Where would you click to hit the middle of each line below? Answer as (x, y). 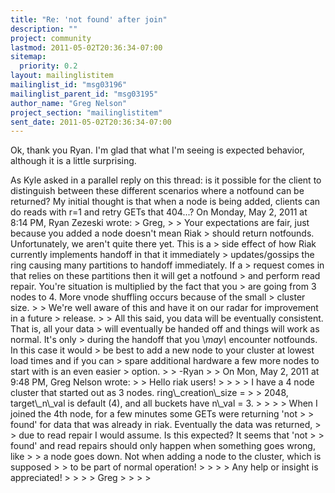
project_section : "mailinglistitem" (86, 112)
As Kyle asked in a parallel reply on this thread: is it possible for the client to (166, 180)
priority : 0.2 (48, 66)
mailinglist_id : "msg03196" (69, 85)
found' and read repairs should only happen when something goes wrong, (163, 446)
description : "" (44, 29)
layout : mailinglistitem (62, 76)
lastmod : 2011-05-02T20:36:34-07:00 (86, 47)
